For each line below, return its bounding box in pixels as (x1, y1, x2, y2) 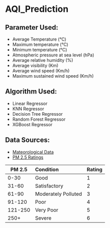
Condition (35, 166, 59, 173)
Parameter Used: (5, 23, 58, 32)
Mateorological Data (12, 149, 54, 155)
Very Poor (35, 206, 58, 213)
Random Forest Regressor (12, 116, 66, 122)
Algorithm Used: (5, 88, 57, 96)
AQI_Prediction (5, 3, 68, 15)
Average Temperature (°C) (12, 36, 66, 42)
